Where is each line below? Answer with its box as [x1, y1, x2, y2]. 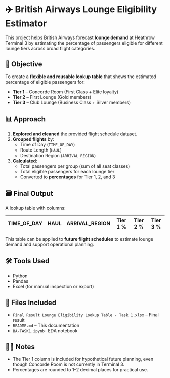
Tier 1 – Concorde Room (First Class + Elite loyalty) [12, 89, 119, 95]
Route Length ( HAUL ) [20, 147, 62, 153]
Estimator [5, 18, 47, 29]
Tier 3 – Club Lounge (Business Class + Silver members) [12, 99, 131, 105]
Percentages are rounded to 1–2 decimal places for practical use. [12, 366, 148, 372]
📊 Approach [5, 115, 46, 124]
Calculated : [12, 158, 38, 164]
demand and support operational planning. [5, 241, 95, 248]
